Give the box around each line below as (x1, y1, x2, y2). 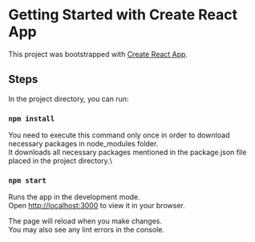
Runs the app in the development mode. (8, 192, 140, 202)
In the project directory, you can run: (8, 94, 129, 104)
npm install (8, 114, 55, 123)
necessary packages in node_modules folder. (8, 139, 159, 149)
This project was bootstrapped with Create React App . (8, 49, 188, 59)
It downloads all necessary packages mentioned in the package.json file (8, 147, 247, 158)
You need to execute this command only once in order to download (8, 130, 230, 140)
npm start (8, 175, 47, 185)
